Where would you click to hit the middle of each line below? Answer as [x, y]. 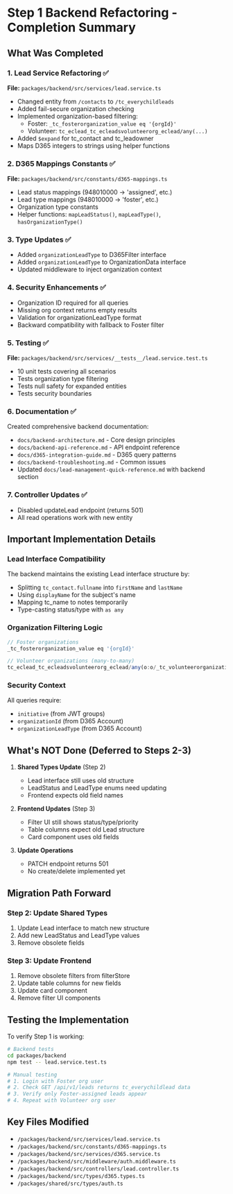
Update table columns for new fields [69, 983]
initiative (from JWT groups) [61, 714]
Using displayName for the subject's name [77, 595]
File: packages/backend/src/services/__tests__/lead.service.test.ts [107, 358]
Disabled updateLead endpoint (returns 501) [80, 510]
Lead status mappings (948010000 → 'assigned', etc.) [95, 192]
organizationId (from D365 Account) [70, 721]
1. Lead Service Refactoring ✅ [58, 73]
